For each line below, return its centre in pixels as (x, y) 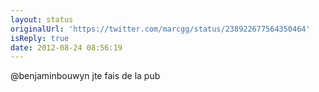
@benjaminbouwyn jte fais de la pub (85, 76)
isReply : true (40, 38)
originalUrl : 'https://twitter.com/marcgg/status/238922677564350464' (160, 29)
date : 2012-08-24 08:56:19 (66, 47)
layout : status (42, 19)
